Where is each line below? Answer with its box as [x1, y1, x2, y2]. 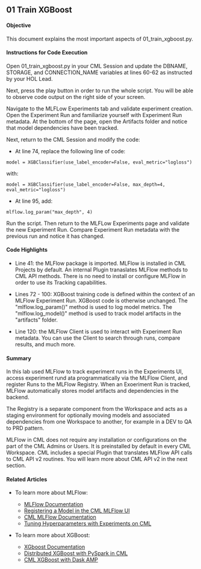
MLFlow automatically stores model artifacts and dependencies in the [6, 387, 179, 395]
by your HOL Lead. [6, 75, 53, 82]
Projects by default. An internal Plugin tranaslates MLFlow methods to [14, 266, 188, 273]
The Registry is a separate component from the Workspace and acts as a [6, 405, 188, 413]
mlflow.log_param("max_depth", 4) [6, 209, 93, 215]
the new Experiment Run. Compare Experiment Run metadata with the [6, 226, 180, 233]
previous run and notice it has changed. [6, 232, 105, 240]
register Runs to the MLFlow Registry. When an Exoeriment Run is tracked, [6, 381, 191, 388]
